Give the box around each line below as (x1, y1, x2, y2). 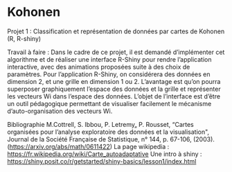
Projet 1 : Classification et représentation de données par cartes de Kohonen (7, 27, 225, 35)
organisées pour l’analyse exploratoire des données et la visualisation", (7, 128, 210, 136)
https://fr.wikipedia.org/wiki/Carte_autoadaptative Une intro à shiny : (7, 150, 202, 158)
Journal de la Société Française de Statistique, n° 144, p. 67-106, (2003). (7, 135, 215, 143)
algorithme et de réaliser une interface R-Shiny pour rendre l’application (7, 55, 212, 63)
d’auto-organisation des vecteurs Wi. (7, 107, 113, 115)
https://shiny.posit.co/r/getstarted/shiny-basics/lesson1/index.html (7, 157, 197, 165)
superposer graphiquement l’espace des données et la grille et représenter (7, 85, 221, 93)
